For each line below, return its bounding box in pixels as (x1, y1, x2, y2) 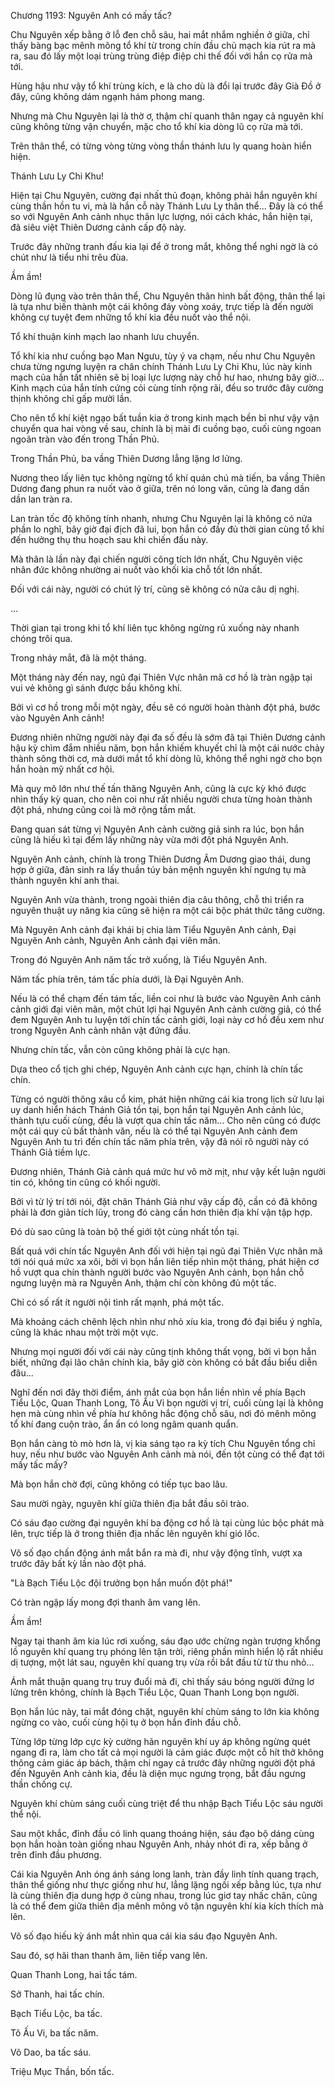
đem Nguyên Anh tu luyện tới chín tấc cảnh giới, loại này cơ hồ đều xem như (10, 1014, 325, 1025)
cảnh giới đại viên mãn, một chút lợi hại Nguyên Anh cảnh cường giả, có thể (10, 1003, 322, 1015)
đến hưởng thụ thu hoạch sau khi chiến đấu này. (10, 534, 209, 545)
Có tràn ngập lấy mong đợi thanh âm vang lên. (10, 1596, 201, 1608)
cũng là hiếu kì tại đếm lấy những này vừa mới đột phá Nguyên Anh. (10, 834, 289, 845)
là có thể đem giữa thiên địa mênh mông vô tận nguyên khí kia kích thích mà (10, 1900, 324, 1912)
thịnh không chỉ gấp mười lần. (10, 393, 133, 404)
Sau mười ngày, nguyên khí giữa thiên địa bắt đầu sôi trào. (10, 1498, 250, 1509)
